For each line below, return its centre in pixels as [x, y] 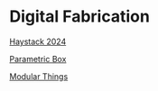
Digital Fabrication [80, 17]
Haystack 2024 [38, 41]
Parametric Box [38, 59]
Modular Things [39, 76]
